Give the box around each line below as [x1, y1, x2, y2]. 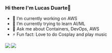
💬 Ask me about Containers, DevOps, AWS [12, 26, 100, 32]
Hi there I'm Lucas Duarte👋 [5, 4, 71, 11]
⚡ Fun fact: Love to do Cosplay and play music [12, 31, 108, 37]
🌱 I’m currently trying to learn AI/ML [12, 21, 86, 26]
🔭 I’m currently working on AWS [12, 16, 78, 22]
